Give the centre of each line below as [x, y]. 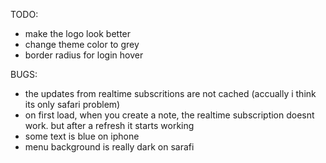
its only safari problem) [72, 104]
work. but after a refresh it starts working [109, 125]
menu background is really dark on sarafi [109, 147]
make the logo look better [78, 33]
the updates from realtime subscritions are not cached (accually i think [170, 93]
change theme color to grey [82, 44]
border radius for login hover [84, 55]
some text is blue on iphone [82, 136]
